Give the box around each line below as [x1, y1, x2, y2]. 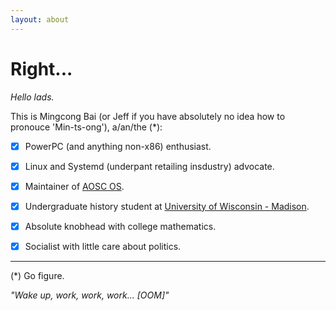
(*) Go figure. [10, 269, 65, 281]
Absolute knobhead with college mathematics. [24, 220, 217, 232]
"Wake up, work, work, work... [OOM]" [10, 289, 170, 301]
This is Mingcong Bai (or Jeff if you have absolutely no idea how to [10, 110, 286, 122]
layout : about [10, 14, 70, 25]
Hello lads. [10, 91, 55, 103]
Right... [10, 57, 73, 80]
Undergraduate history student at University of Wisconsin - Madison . [24, 200, 310, 212]
